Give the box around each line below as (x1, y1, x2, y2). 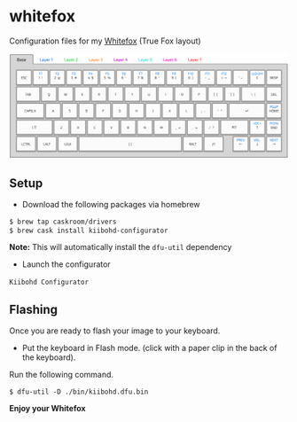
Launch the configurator (21, 259, 111, 270)
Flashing (9, 301, 59, 316)
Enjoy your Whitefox (9, 403, 86, 414)
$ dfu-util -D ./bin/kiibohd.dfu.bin (9, 387, 149, 396)
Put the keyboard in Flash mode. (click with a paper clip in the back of (21, 343, 277, 354)
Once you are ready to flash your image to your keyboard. (9, 325, 221, 336)
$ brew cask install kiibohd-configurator (9, 226, 168, 236)
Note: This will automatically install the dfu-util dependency (9, 242, 232, 253)
